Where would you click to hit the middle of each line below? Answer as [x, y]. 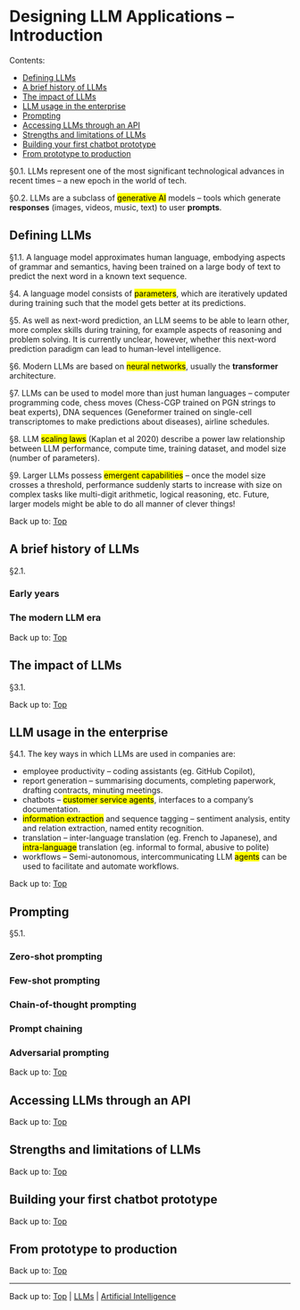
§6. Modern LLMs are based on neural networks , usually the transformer [144, 366]
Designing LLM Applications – [122, 17]
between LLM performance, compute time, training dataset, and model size [148, 448]
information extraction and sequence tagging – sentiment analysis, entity [156, 819]
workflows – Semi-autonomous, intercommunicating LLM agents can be [154, 857]
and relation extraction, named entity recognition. [113, 829]
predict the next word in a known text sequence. [98, 276]
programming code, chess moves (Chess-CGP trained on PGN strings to [143, 402]
